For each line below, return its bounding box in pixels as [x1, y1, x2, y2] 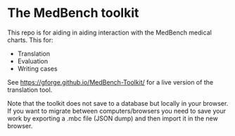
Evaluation [17, 56, 49, 65]
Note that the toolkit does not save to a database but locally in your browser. [7, 99, 229, 107]
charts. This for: [7, 35, 53, 44]
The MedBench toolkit [7, 5, 139, 21]
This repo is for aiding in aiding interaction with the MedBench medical [7, 28, 212, 37]
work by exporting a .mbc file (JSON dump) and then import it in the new [7, 114, 218, 123]
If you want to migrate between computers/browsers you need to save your [7, 106, 227, 115]
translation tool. [7, 85, 53, 94]
